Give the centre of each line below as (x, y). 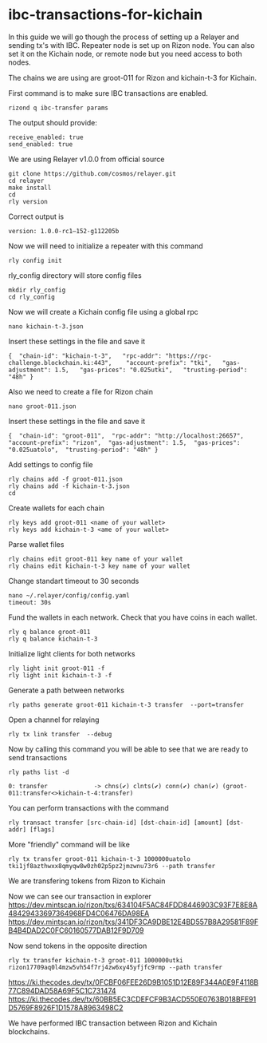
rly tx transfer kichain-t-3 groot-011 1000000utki (96, 960)
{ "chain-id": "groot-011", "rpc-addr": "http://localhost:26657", (126, 436)
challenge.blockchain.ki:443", (60, 363)
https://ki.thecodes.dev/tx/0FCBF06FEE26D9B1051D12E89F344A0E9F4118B (133, 982)
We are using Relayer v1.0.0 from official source (86, 159)
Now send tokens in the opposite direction (78, 946)
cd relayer (26, 180)
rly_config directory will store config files (75, 275)
